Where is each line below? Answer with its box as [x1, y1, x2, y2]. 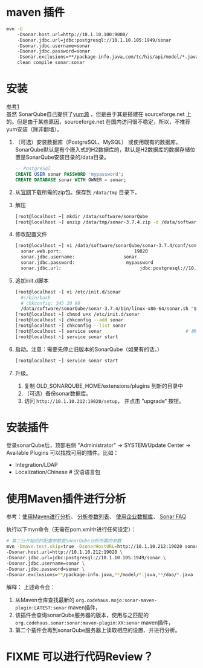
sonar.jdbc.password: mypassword [21, 260, 153, 266]
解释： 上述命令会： [6, 583, 56, 591]
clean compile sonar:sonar [17, 60, 85, 66]
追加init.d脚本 [14, 277, 50, 284]
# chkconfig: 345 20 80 [21, 300, 80, 306]
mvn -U [6, 25, 23, 32]
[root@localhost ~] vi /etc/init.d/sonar [14, 289, 121, 295]
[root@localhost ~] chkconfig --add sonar [14, 317, 124, 323]
